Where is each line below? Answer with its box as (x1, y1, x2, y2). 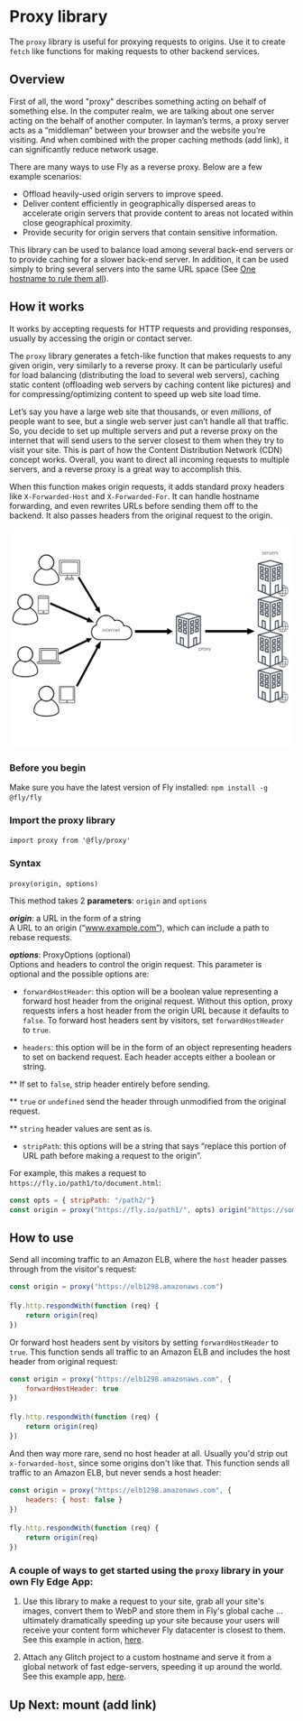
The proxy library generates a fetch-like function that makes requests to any (9, 350, 291, 361)
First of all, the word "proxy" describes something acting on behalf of (9, 96, 267, 106)
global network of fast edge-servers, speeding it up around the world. (22, 1661, 282, 1672)
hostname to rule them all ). (9, 273, 109, 283)
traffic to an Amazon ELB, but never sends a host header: (9, 1467, 223, 1477)
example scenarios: (9, 171, 82, 181)
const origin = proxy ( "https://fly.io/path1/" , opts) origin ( (9, 1205, 248, 1215)
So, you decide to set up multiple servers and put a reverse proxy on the (9, 425, 278, 436)
